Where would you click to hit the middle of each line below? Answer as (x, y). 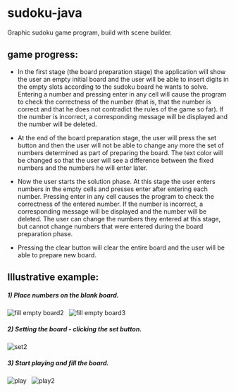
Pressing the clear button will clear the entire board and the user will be (121, 247)
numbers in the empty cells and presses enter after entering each (112, 189)
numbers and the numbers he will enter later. (82, 168)
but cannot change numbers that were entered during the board (110, 226)
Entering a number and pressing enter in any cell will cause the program (122, 94)
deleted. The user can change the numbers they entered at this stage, (119, 219)
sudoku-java (45, 13)
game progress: (43, 55)
